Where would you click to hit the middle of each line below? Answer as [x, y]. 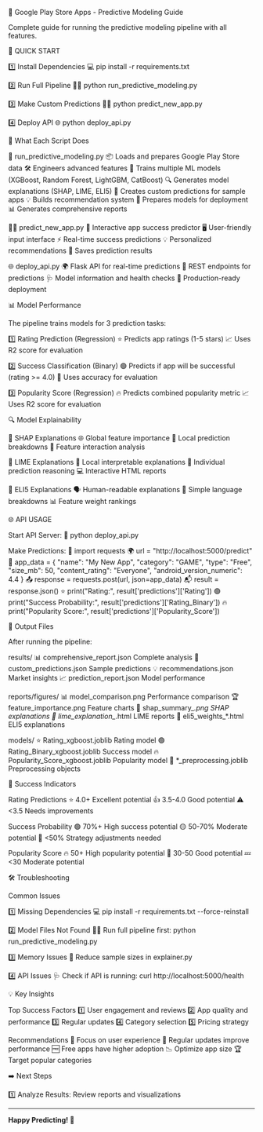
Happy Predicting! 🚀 [41, 1120]
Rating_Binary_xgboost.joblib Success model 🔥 [83, 751]
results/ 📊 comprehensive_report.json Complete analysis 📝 [104, 657]
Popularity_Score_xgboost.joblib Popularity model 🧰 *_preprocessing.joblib [128, 760]
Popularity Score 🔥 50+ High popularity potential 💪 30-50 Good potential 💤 [130, 853]
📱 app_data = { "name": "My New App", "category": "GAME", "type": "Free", [130, 562]
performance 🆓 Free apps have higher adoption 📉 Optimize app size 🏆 [125, 1049]
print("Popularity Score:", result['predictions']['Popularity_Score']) [114, 611]
